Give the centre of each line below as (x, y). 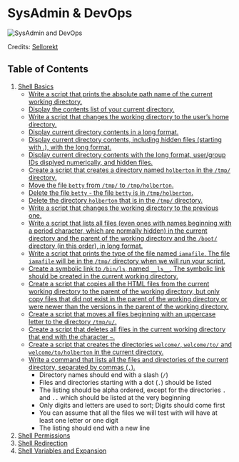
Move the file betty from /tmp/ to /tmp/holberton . (101, 185)
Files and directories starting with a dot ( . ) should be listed (125, 382)
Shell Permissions (44, 435)
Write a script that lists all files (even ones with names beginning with (130, 223)
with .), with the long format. (70, 147)
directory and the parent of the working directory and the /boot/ (123, 238)
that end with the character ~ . (72, 336)
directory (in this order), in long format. (86, 246)
